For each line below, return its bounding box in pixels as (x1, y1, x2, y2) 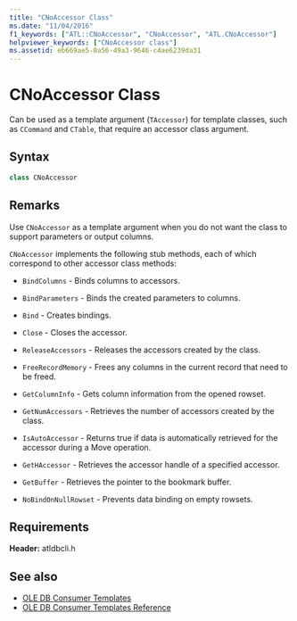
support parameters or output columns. (9, 231, 154, 242)
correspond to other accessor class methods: (9, 258, 177, 269)
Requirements (9, 519, 89, 534)
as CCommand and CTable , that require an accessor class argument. (9, 124, 250, 135)
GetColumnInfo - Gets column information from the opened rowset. (21, 388, 266, 399)
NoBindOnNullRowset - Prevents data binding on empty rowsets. (21, 493, 253, 504)
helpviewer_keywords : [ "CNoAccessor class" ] (9, 37, 177, 47)
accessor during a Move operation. (21, 442, 152, 452)
